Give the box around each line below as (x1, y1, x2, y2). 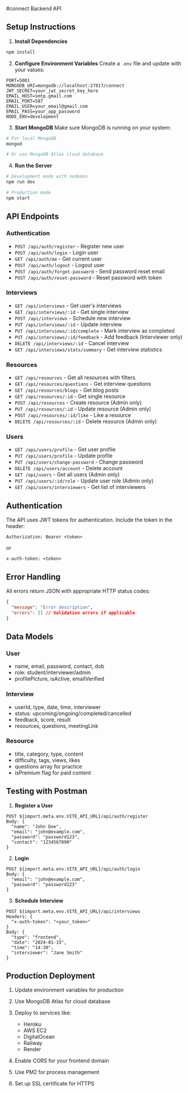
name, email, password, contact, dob (14, 663, 105, 670)
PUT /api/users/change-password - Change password (14, 458, 143, 465)
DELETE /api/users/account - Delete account (14, 465, 123, 472)
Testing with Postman (6, 786, 88, 796)
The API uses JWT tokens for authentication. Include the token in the (6, 516, 173, 524)
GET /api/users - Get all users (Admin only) (14, 471, 120, 478)
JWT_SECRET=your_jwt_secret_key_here (6, 88, 99, 94)
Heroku (23, 1020, 42, 1028)
